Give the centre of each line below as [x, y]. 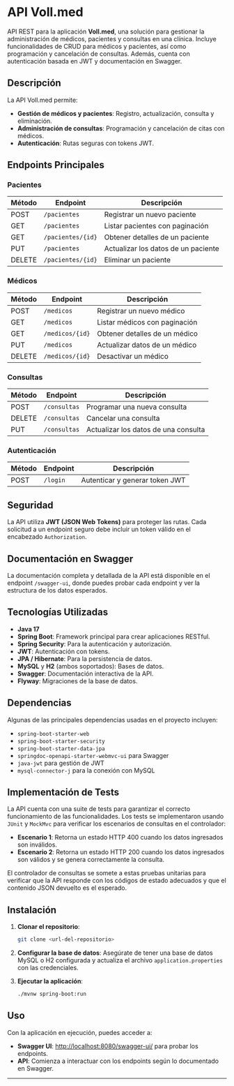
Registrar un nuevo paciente [150, 215]
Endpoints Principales [56, 165]
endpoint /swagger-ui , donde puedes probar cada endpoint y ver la [104, 583]
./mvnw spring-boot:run [52, 994]
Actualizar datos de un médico [147, 345]
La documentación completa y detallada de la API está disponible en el [109, 575]
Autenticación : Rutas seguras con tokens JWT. [86, 143]
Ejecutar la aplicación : [50, 981]
